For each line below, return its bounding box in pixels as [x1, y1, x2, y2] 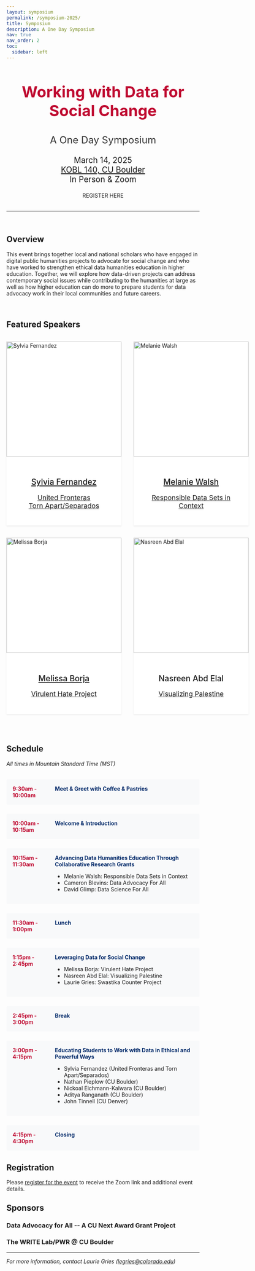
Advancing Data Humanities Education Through [55, 854, 179, 861]
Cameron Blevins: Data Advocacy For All [64, 879, 166, 886]
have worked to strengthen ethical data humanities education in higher [6, 264, 185, 271]
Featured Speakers [6, 319, 81, 330]
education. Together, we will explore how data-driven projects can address [6, 270, 196, 277]
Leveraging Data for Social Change [55, 953, 145, 961]
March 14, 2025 [74, 155, 132, 166]
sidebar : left [12, 49, 48, 55]
